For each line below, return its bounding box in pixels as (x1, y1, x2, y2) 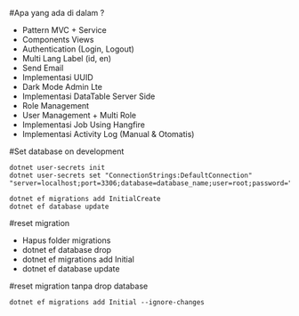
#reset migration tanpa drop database (9, 280, 149, 291)
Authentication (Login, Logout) (21, 44, 135, 54)
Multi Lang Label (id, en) (21, 53, 112, 63)
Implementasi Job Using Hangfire (21, 119, 145, 130)
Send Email (21, 62, 64, 73)
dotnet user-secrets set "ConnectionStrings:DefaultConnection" (9, 171, 253, 180)
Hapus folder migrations (21, 235, 111, 246)
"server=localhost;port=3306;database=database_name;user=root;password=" (9, 179, 293, 188)
